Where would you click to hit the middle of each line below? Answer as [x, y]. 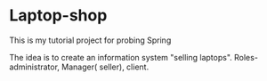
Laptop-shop [58, 16]
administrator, [35, 67]
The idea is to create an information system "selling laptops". [121, 57]
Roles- [246, 57]
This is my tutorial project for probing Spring [90, 40]
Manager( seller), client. [105, 67]
